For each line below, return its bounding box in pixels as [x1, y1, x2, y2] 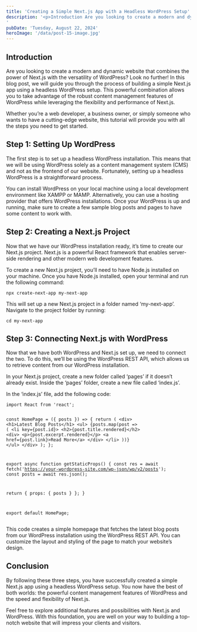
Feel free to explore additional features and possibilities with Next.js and [6, 607, 181, 614]
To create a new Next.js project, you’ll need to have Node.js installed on [6, 266, 179, 273]
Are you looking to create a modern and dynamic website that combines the [6, 67, 189, 74]
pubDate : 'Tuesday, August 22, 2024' [6, 25, 98, 31]
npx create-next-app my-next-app [6, 290, 88, 296]
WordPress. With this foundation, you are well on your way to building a [6, 613, 179, 620]
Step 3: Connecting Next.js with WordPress [6, 333, 168, 343]
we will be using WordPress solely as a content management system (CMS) [6, 161, 189, 168]
